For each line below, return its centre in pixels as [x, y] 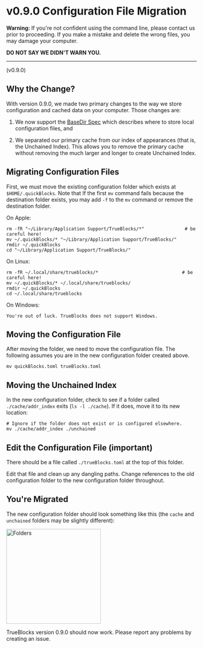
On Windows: [23, 305]
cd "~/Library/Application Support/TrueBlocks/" [69, 250]
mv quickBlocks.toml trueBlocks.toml [54, 367]
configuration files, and [44, 128]
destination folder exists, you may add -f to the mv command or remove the [100, 199]
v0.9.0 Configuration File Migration [97, 11]
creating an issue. [28, 638]
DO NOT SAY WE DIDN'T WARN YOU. [54, 52]
